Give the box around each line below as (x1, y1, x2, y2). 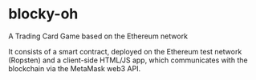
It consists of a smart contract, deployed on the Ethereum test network (8, 46, 242, 56)
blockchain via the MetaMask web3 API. (8, 63, 141, 73)
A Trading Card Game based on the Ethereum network (8, 31, 189, 41)
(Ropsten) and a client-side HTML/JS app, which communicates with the (8, 55, 248, 65)
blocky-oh (8, 5, 79, 23)
